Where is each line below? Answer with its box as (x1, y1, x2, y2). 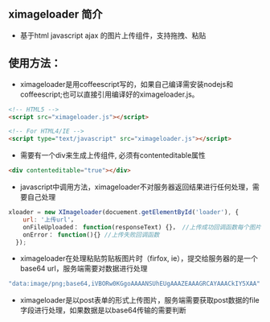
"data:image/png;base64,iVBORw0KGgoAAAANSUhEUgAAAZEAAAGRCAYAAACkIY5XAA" (8, 280, 261, 288)
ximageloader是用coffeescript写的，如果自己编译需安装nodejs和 (19, 79, 234, 89)
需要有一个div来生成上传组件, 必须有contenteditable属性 (19, 151, 207, 160)
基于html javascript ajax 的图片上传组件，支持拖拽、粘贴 (19, 31, 207, 40)
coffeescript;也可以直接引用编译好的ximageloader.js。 (19, 89, 199, 99)
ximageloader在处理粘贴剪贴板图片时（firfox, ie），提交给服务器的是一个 (19, 254, 259, 263)
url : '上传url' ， (22, 216, 77, 224)
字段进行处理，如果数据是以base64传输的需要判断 (19, 305, 186, 316)
